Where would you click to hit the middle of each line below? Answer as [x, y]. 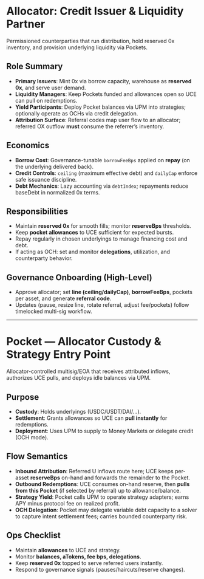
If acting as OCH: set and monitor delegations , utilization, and [93, 252]
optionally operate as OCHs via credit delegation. [76, 113]
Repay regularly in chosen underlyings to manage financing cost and [101, 239]
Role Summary [35, 67]
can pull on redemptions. [46, 100]
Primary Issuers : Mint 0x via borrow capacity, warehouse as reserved [103, 81]
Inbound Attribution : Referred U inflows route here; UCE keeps [94, 471]
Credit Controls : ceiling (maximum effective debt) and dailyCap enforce [106, 173]
